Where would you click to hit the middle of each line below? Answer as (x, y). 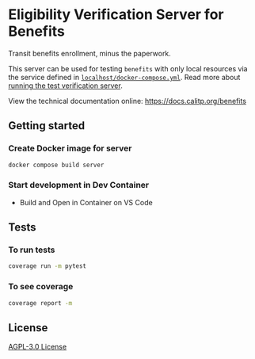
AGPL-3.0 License (38, 347)
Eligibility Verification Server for (116, 15)
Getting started (47, 126)
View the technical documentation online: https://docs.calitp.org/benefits (127, 101)
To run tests (32, 250)
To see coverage (41, 287)
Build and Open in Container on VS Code (86, 202)
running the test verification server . (65, 86)
